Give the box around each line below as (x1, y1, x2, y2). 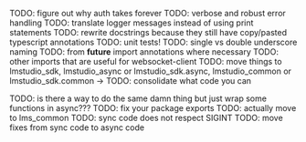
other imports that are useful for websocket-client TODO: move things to (9, 56, 282, 66)
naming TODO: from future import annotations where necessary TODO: (9, 46, 279, 57)
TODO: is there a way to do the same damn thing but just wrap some (9, 93, 268, 104)
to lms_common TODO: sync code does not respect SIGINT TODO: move (9, 113, 283, 123)
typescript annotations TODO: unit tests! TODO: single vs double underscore (9, 36, 298, 47)
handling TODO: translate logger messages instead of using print (9, 17, 254, 28)
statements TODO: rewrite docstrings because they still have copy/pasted (9, 27, 288, 37)
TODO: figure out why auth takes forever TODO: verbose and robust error (9, 8, 286, 18)
